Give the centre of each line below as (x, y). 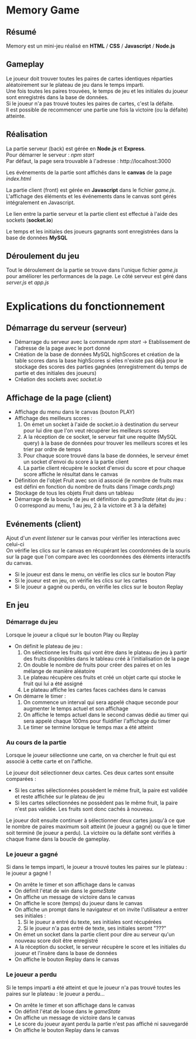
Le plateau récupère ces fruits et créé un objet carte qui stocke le (102, 677)
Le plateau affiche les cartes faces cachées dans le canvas (94, 689)
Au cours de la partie (36, 742)
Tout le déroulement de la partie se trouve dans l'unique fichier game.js (92, 270)
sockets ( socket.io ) (30, 220)
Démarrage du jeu (32, 622)
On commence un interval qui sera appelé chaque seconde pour (101, 702)
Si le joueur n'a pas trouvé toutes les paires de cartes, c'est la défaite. (90, 103)
